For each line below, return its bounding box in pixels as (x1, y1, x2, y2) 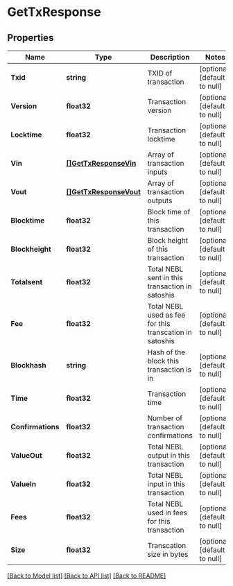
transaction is (147, 365, 192, 374)
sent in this (147, 273, 183, 282)
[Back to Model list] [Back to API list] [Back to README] (7, 571, 166, 580)
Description (150, 53, 190, 62)
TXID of (147, 69, 173, 78)
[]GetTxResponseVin (65, 159, 137, 168)
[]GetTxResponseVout (65, 187, 141, 196)
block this (147, 356, 179, 365)
